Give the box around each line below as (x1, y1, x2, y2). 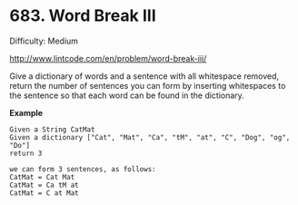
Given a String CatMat (9, 124, 95, 134)
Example (9, 107, 44, 118)
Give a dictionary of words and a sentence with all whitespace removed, (9, 70, 280, 82)
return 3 (9, 149, 43, 158)
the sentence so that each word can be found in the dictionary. (9, 90, 245, 101)
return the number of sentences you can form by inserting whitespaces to (9, 80, 286, 91)
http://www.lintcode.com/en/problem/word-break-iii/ (9, 53, 207, 63)
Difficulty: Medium (9, 35, 79, 46)
